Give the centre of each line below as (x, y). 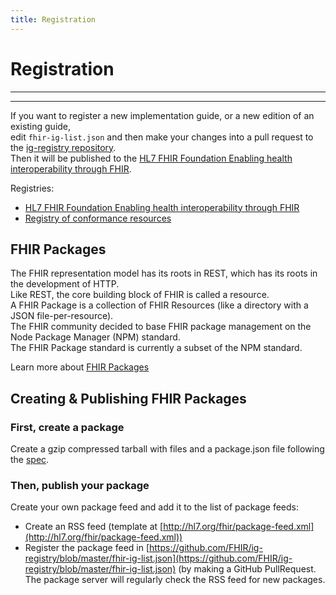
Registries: (32, 188)
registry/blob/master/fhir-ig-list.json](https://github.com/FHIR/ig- (158, 558)
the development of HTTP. (65, 284)
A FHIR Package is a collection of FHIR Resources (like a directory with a (159, 305)
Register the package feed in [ (87, 548)
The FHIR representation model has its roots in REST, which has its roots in (164, 273)
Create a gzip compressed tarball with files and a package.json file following (167, 449)
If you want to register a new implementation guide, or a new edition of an (162, 115)
